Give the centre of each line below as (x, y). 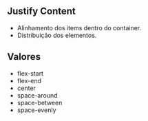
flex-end (29, 80)
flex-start (30, 73)
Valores (24, 57)
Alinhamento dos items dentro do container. (79, 27)
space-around (37, 95)
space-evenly (36, 110)
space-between (40, 102)
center (27, 88)
